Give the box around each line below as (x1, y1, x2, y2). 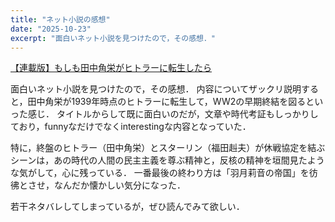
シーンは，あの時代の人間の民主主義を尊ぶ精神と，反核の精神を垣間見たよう (10, 154, 325, 166)
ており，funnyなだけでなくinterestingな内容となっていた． (10, 121, 252, 133)
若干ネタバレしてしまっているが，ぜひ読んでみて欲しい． (10, 201, 245, 213)
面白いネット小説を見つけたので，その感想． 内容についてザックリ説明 (10, 83, 302, 95)
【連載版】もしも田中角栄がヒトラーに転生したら (10, 62, 212, 74)
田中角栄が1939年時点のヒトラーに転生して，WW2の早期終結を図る (27, 96, 307, 108)
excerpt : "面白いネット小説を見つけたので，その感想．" (10, 33, 217, 43)
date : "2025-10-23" (10, 24, 92, 34)
